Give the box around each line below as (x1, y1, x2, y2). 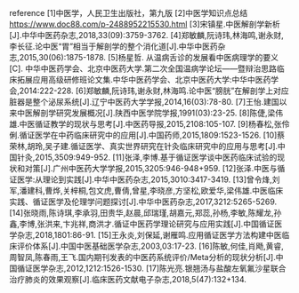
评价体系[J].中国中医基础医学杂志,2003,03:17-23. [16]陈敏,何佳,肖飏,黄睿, (16, 241, 285, 251)
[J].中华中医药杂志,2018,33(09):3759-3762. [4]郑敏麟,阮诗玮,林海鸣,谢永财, (9, 30, 285, 40)
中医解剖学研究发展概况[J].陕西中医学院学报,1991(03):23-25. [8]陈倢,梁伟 (16, 107, 284, 118)
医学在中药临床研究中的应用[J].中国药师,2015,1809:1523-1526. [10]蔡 (35, 130, 286, 140)
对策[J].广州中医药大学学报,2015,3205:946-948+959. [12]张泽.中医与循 (24, 163, 286, 173)
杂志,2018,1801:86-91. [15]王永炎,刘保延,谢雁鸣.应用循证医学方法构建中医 (16, 230, 282, 240)
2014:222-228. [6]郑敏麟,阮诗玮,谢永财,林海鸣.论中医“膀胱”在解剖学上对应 (19, 85, 289, 96)
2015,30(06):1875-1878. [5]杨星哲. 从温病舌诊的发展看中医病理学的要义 (19, 52, 279, 62)
